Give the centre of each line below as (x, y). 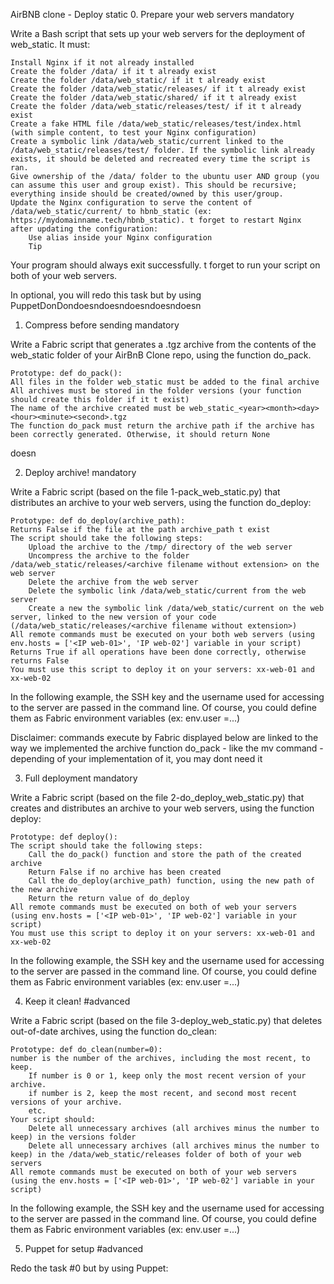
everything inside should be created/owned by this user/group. (147, 194)
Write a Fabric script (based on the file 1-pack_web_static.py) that (145, 492)
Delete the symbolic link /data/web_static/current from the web (167, 591)
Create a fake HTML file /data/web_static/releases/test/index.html (156, 124)
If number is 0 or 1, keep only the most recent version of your (167, 1076)
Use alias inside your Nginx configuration (120, 238)
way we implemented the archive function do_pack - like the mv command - (167, 748)
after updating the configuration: (84, 229)
